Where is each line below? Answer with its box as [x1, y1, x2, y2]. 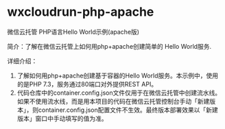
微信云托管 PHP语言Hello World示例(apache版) [7, 27, 139, 36]
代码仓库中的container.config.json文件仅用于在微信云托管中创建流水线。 [16, 89, 222, 97]
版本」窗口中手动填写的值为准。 [16, 114, 108, 122]
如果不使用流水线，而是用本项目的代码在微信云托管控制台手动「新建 [16, 97, 210, 105]
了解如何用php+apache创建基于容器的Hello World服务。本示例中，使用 [16, 71, 218, 80]
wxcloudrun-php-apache [7, 4, 154, 20]
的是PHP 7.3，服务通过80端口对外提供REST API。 [16, 80, 158, 88]
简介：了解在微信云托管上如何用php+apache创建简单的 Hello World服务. [7, 42, 212, 50]
